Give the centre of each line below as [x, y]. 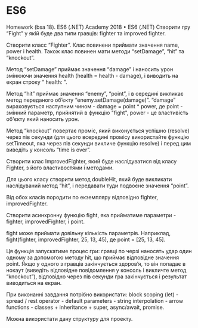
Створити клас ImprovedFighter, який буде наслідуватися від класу [92, 161]
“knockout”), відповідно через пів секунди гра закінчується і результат [97, 277]
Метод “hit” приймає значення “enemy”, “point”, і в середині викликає [95, 93]
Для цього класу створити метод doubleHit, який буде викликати [89, 179]
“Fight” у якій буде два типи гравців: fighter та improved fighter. [86, 33]
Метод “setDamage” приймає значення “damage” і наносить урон [90, 69]
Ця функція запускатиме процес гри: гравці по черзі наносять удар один [99, 251]
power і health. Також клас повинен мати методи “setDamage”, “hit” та [95, 51]
